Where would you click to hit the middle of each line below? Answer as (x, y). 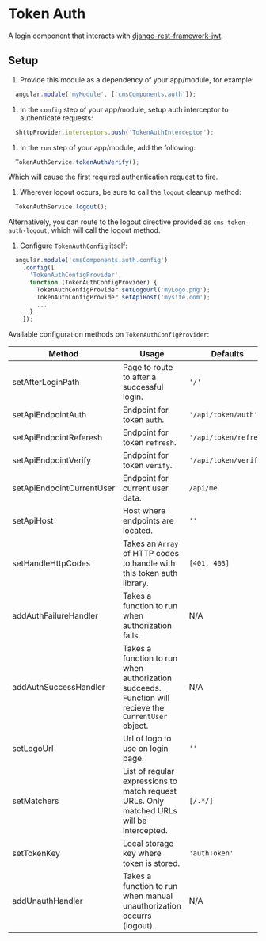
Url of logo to (147, 739)
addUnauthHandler (47, 901)
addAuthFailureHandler (55, 616)
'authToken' (211, 853)
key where (142, 854)
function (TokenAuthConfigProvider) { (93, 282)
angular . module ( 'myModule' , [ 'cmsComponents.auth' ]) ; (106, 94)
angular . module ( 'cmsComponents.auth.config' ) (92, 261)
